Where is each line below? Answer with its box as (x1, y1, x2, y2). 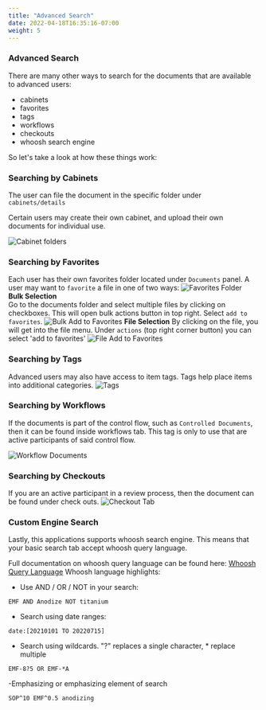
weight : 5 (8, 26, 41, 34)
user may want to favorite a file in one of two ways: (8, 283, 180, 293)
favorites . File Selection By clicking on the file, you (8, 317, 259, 326)
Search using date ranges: (19, 612, 107, 622)
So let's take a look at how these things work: (8, 152, 158, 162)
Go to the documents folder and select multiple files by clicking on (8, 300, 226, 310)
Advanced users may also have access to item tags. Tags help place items (8, 372, 252, 381)
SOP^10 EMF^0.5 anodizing (8, 694, 94, 703)
